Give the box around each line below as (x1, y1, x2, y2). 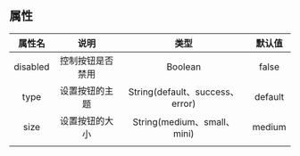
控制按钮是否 (59, 54, 114, 67)
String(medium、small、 (132, 115, 235, 127)
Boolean (166, 61, 202, 73)
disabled (13, 61, 50, 73)
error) (171, 97, 196, 110)
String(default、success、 (128, 86, 239, 98)
